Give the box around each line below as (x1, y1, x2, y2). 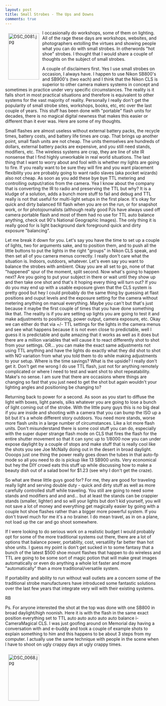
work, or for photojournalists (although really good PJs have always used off (5, 207, 161, 213)
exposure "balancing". (5, 228, 50, 234)
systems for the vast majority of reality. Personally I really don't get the (5, 97, 149, 103)
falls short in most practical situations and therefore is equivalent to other (5, 92, 154, 98)
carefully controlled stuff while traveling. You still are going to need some (5, 487, 154, 493)
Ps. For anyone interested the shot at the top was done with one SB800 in (5, 605, 155, 611)
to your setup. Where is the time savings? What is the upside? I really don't (5, 358, 157, 364)
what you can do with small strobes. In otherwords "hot (42, 45, 155, 52)
